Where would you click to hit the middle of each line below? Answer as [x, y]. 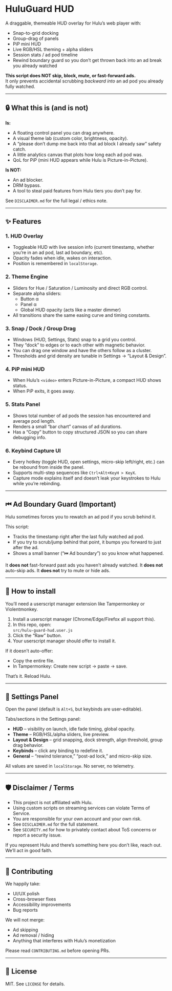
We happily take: [23, 884]
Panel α [28, 304]
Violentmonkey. [22, 609]
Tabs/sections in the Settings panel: [43, 719]
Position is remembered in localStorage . [55, 264]
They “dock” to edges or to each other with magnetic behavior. [79, 345]
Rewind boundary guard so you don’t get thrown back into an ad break [87, 60]
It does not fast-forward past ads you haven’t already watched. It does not [84, 565]
